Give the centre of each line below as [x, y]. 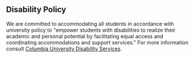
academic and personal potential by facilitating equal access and [85, 36]
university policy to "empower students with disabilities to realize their [91, 30]
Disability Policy [36, 10]
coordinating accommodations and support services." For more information [97, 42]
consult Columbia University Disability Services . [64, 49]
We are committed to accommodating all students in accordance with [90, 23]
